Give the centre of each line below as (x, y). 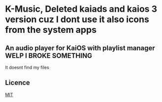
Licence (18, 83)
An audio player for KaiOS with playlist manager (80, 48)
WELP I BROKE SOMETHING (49, 56)
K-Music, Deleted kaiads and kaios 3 (81, 9)
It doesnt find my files (27, 67)
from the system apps (51, 30)
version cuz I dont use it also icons (77, 19)
